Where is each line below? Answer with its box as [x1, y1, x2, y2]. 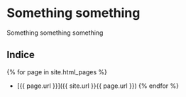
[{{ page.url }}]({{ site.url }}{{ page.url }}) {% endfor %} [16, 81, 179, 90]
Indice [6, 49, 35, 61]
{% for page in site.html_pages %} [6, 67, 108, 76]
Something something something [6, 28, 104, 37]
